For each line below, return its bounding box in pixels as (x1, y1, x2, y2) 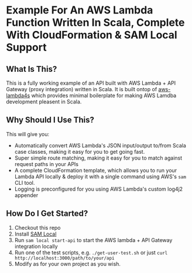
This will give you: (6, 130, 50, 137)
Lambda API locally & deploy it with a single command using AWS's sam (14, 173, 186, 180)
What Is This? (6, 64, 57, 74)
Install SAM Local (14, 230, 57, 237)
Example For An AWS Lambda (6, 4, 153, 17)
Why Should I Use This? (6, 115, 95, 125)
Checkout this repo (14, 224, 61, 231)
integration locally (14, 243, 58, 250)
